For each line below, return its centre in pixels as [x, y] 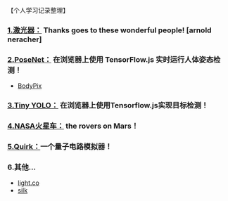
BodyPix [30, 86]
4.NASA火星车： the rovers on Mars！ [73, 126]
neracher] [25, 39]
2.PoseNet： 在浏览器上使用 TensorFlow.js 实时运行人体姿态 [110, 59]
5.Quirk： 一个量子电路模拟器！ [60, 146]
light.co [28, 183]
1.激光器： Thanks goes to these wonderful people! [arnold [110, 30]
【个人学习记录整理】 [38, 10]
